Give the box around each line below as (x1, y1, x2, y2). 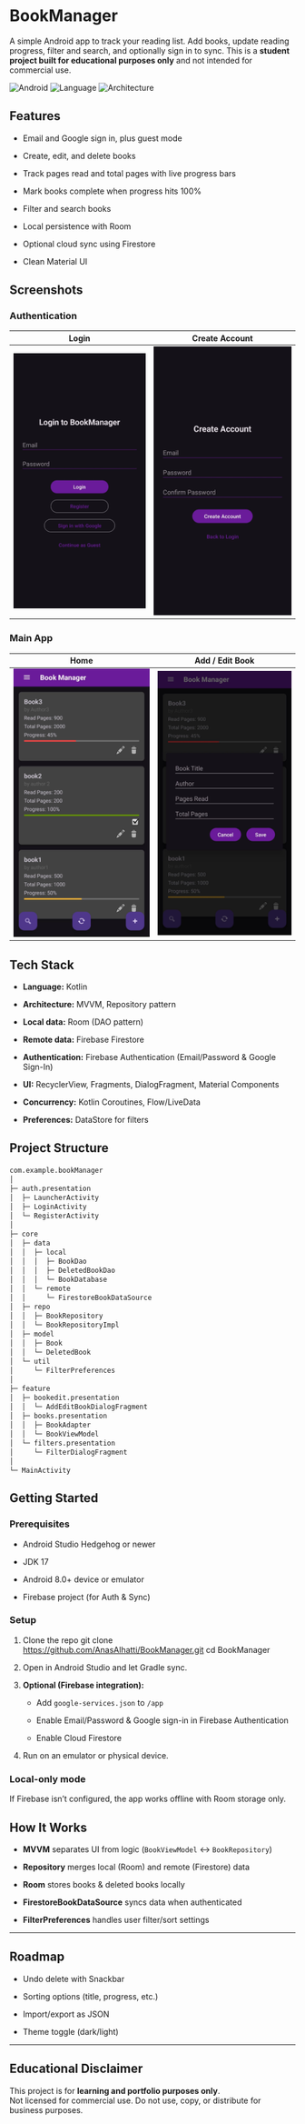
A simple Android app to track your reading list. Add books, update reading (9, 35, 290, 46)
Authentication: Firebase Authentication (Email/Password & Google (22, 1052, 277, 1063)
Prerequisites (9, 1518, 70, 1530)
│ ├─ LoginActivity (9, 1202, 88, 1211)
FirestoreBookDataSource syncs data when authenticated (22, 1897, 242, 1908)
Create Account (192, 333, 253, 344)
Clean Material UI (22, 255, 88, 266)
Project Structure (9, 1140, 109, 1156)
